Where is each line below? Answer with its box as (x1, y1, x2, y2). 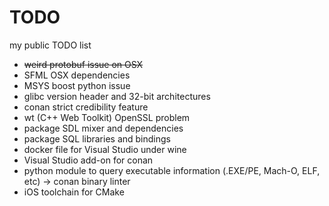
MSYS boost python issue (23, 79, 131, 91)
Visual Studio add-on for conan (23, 154, 154, 166)
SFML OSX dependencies (23, 69, 131, 81)
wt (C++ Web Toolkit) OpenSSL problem (23, 111, 191, 123)
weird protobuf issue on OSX (23, 58, 144, 70)
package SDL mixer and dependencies (23, 122, 184, 134)
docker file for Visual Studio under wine (23, 143, 187, 155)
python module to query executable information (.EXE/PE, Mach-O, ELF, (23, 164, 321, 176)
